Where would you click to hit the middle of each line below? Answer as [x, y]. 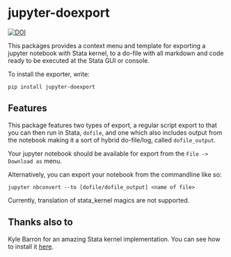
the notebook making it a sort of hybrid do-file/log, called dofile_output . [112, 140]
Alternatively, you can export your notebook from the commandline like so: [115, 174]
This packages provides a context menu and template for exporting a [107, 45]
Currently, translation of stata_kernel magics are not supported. [99, 200]
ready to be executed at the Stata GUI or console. [79, 60]
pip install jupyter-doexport [52, 87]
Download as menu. [35, 161]
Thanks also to [41, 222]
